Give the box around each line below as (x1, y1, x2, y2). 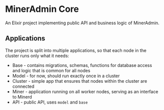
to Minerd (12, 94, 32, 100)
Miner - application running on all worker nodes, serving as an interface (12, 88, 159, 95)
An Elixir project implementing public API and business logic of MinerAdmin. (5, 20, 160, 26)
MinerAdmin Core (5, 3, 79, 15)
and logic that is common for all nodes (12, 67, 90, 73)
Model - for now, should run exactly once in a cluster (12, 73, 120, 79)
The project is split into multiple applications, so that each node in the (5, 47, 147, 53)
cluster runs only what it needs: (5, 53, 69, 58)
